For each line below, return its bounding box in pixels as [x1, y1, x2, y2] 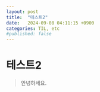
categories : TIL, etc [6, 25, 60, 32]
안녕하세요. [20, 79, 47, 87]
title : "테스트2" [6, 14, 48, 20]
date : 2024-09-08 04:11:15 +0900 [6, 20, 95, 26]
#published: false [6, 31, 52, 37]
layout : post [6, 8, 39, 15]
